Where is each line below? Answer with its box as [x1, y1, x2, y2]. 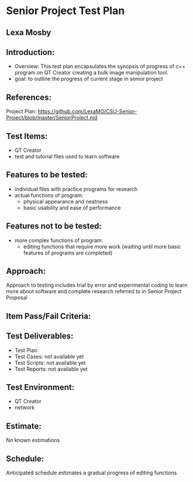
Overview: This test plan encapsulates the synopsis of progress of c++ [14, 63, 186, 70]
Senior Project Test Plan [6, 4, 125, 18]
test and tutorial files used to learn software [14, 153, 120, 160]
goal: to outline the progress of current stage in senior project [14, 75, 164, 83]
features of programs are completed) [23, 249, 113, 256]
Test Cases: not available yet [14, 353, 84, 360]
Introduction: [6, 47, 55, 57]
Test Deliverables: [6, 331, 74, 341]
